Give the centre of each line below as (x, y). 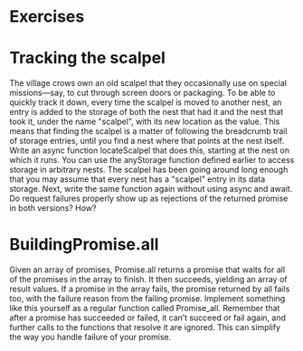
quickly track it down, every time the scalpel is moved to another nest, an (146, 102)
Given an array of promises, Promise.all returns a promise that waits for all (147, 270)
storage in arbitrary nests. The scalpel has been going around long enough (149, 170)
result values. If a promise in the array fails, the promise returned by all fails (150, 289)
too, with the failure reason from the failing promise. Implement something (147, 299)
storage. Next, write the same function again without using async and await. (151, 189)
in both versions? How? (53, 208)
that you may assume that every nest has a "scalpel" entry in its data (137, 179)
